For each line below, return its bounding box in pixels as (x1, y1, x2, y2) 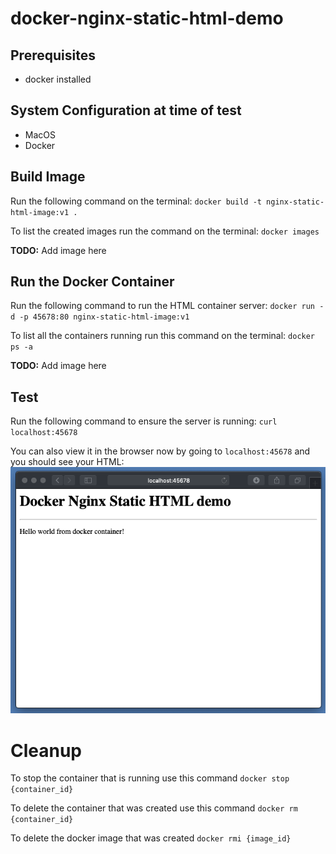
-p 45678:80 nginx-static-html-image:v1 (19, 312, 190, 322)
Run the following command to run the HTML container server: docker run (10, 300, 316, 312)
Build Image (10, 168, 86, 186)
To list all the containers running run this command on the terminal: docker (10, 330, 316, 342)
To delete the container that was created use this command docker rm (10, 802, 298, 814)
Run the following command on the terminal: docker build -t (10, 195, 262, 207)
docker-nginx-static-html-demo (10, 7, 284, 30)
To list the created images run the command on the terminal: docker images (10, 225, 320, 237)
